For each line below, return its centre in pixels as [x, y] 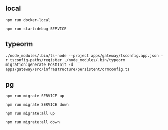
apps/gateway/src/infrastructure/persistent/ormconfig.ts [67, 69]
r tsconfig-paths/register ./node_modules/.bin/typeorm [65, 60]
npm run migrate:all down [32, 122]
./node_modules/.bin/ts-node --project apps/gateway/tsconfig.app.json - [85, 56]
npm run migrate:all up [30, 114]
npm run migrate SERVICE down [37, 105]
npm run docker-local [28, 20]
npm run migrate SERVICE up [35, 96]
